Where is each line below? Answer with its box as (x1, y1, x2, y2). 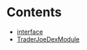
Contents (6, 4, 62, 20)
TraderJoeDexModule (16, 35, 80, 43)
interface (16, 27, 43, 36)
